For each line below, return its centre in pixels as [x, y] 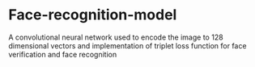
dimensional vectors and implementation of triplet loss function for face [127, 45]
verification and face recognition [63, 54]
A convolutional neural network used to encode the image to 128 [116, 37]
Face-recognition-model [93, 15]
